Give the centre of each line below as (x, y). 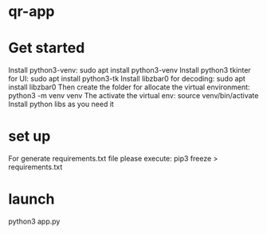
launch (31, 199)
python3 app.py (34, 221)
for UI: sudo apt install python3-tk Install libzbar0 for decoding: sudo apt (127, 79)
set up (29, 136)
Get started (47, 48)
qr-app (31, 12)
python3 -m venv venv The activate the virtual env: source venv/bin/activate (133, 96)
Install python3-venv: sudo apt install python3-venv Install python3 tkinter (130, 70)
